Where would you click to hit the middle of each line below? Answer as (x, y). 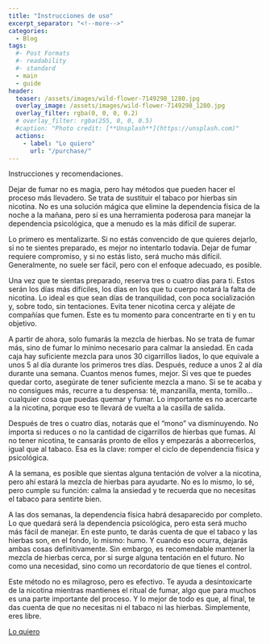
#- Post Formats (43, 53)
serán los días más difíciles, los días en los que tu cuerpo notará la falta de (132, 289)
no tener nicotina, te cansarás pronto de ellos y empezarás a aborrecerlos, (132, 441)
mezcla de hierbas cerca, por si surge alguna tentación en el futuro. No (127, 558)
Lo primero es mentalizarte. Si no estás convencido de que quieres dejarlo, (133, 240)
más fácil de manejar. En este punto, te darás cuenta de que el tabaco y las (133, 532)
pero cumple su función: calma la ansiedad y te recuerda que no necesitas (132, 491)
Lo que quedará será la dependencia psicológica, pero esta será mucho (128, 523)
